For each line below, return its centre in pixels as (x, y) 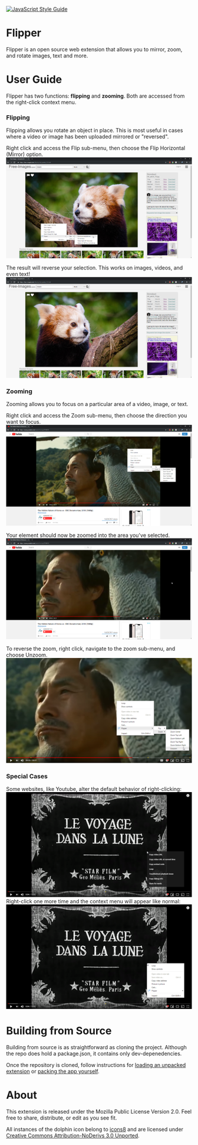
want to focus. (24, 422)
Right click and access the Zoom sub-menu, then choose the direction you (97, 416)
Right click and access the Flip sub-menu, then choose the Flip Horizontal (96, 148)
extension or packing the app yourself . (53, 1071)
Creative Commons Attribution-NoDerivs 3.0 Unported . (73, 1136)
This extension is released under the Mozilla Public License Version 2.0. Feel (99, 1111)
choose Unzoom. (27, 655)
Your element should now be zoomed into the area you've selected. (88, 536)
